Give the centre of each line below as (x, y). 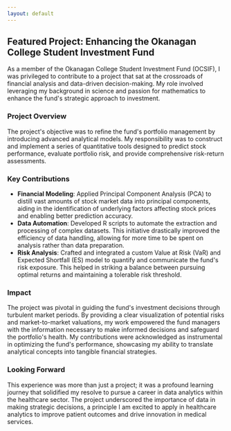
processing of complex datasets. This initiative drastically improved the (118, 231)
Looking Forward (36, 369)
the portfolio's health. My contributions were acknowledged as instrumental (115, 337)
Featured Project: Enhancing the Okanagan (102, 42)
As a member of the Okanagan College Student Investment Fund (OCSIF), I (114, 69)
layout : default (30, 13)
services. (20, 421)
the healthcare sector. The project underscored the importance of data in (111, 399)
